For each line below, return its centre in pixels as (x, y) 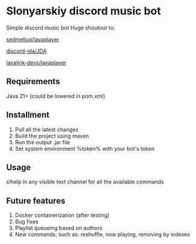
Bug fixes (27, 222)
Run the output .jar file (42, 142)
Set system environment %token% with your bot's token (85, 148)
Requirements (33, 81)
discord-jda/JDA (26, 51)
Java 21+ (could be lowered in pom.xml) (56, 96)
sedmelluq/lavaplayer (33, 39)
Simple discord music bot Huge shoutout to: (61, 28)
